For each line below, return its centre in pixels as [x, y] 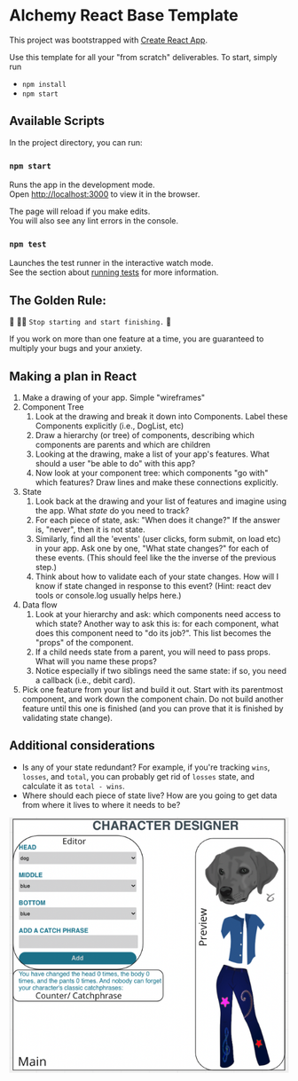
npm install [44, 84]
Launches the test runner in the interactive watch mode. [112, 263]
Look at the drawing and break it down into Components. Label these [161, 416]
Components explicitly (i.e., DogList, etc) [110, 426]
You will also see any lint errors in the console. [94, 221]
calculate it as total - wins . [74, 786]
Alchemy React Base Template [124, 16]
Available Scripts [57, 121]
